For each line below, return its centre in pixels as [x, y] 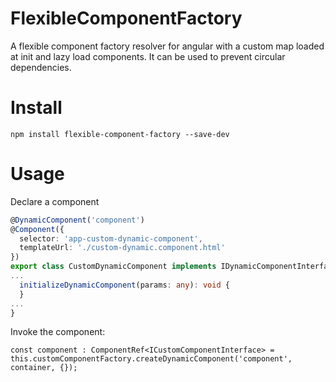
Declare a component [55, 201]
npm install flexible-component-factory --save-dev [120, 134]
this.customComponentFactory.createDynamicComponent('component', [151, 359]
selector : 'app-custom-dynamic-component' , [111, 238]
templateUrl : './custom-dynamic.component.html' [122, 248]
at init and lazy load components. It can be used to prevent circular [148, 56]
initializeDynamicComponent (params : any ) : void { [124, 285]
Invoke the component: [58, 332]
